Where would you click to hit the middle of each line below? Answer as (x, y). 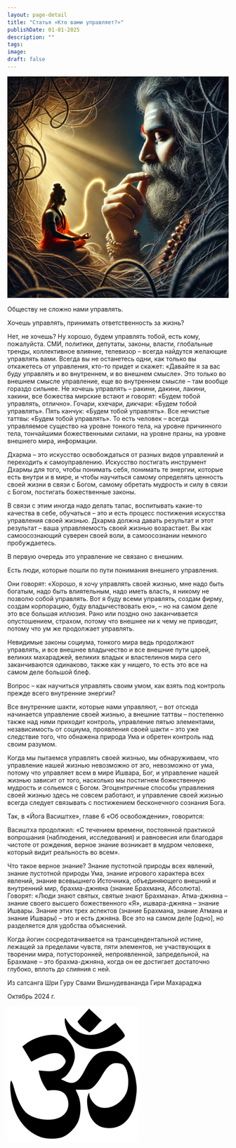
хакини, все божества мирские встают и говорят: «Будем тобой (104, 396)
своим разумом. (32, 744)
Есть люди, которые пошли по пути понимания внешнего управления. (113, 570)
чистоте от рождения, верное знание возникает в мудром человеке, (111, 844)
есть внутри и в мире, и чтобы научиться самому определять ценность (115, 477)
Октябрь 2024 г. (32, 996)
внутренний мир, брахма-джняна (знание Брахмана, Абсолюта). (105, 888)
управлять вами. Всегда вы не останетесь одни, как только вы (102, 359)
